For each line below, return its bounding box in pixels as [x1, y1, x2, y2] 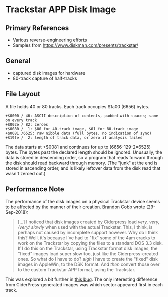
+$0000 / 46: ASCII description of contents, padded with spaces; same [5, 113, 158, 118]
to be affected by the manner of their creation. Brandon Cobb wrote [5, 204, 145, 210]
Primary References [5, 24, 69, 32]
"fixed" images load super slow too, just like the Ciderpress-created [17, 251, 158, 257]
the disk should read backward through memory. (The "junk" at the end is [5, 160, 158, 166]
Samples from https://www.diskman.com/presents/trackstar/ [12, 42, 138, 48]
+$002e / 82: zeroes [5, 122, 49, 127]
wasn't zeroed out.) [5, 170, 46, 176]
